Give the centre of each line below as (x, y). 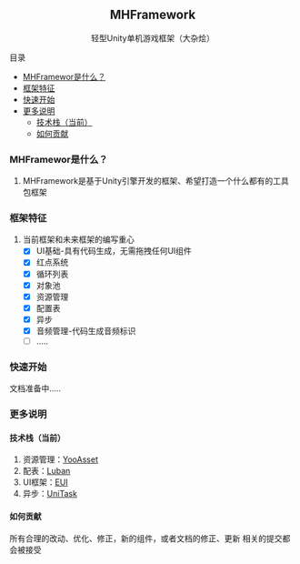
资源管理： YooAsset (60, 459)
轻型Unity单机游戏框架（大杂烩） (153, 38)
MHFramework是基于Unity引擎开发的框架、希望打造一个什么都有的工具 (155, 181)
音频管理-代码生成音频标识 (86, 330)
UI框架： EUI (45, 482)
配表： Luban (46, 471)
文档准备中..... (35, 388)
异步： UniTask (50, 494)
